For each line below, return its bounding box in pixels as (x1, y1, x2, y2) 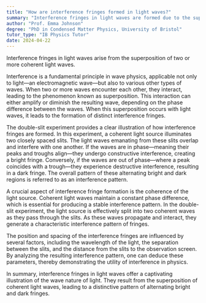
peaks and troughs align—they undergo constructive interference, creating (6, 150, 196, 157)
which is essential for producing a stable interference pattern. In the (6, 201, 178, 208)
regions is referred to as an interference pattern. (6, 176, 129, 183)
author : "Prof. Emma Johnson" (6, 20, 84, 26)
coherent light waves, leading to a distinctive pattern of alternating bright (6, 283, 191, 290)
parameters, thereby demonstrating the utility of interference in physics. (6, 258, 188, 266)
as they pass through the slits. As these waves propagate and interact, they (6, 214, 197, 221)
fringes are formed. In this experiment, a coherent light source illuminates (6, 130, 192, 137)
